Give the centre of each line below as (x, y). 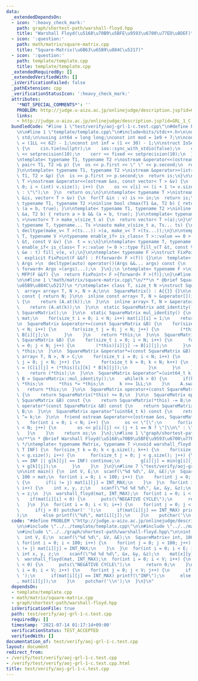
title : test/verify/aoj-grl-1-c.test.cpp (58, 669)
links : (25, 115)
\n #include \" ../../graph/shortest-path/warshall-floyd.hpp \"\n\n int (104, 532)
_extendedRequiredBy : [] (42, 72)
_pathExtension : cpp (37, 88)
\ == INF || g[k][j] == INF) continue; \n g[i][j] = (91, 461)
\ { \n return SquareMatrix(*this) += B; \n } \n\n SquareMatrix (101, 395)
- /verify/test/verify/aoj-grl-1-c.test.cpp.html (68, 663)
